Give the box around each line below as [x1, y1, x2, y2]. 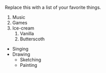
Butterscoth [19, 36, 45, 42]
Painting [19, 62, 37, 68]
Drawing [12, 51, 30, 57]
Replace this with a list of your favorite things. [5, 5, 101, 10]
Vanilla [19, 31, 34, 36]
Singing [12, 46, 29, 52]
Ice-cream [12, 25, 34, 31]
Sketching [19, 57, 41, 63]
